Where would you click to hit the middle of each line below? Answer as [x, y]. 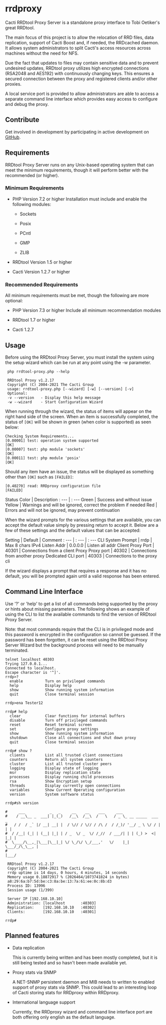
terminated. [17, 650]
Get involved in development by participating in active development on [77, 132]
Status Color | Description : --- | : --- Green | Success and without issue [79, 499]
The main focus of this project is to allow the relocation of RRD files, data [80, 37]
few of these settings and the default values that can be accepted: [73, 530]
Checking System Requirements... [40, 436]
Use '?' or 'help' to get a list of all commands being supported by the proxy [82, 604]
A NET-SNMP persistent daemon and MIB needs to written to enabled [83, 982]
